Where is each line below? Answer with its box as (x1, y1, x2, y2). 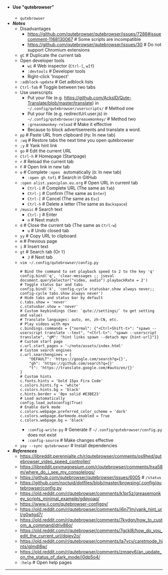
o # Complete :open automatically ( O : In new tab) (19, 169, 121, 175)
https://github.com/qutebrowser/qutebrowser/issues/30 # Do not (27, 41, 161, 47)
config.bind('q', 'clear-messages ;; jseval (19, 273, 114, 278)
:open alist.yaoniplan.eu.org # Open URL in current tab (19, 180, 138, 186)
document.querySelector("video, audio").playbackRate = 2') (19, 278, 148, 283)
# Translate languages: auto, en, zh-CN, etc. (19, 317, 119, 322)
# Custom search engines (19, 348, 72, 353)
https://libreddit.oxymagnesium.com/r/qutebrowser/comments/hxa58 (19, 464, 163, 470)
